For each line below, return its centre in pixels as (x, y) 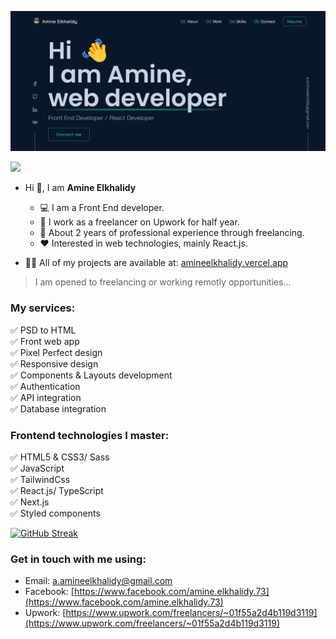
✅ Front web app (45, 341)
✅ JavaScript (37, 468)
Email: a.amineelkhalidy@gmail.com (98, 581)
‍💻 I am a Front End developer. (102, 208)
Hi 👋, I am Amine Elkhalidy (80, 188)
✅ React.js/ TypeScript (57, 491)
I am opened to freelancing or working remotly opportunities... (163, 282)
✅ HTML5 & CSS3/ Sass (60, 457)
